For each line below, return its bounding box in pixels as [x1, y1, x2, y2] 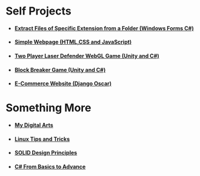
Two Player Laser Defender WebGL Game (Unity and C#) [14, 52, 160, 59]
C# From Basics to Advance [14, 163, 86, 170]
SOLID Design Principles [14, 149, 78, 157]
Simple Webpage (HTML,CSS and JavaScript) [14, 38, 132, 46]
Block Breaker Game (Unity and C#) [14, 66, 106, 73]
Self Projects [5, 4, 72, 18]
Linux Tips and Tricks [14, 135, 70, 143]
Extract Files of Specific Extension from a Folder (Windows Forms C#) [14, 24, 195, 31]
